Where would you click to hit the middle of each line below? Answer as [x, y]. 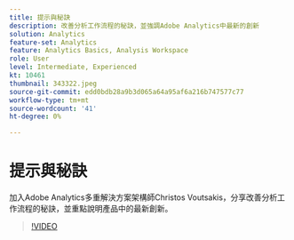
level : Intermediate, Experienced [73, 68]
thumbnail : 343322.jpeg [53, 84]
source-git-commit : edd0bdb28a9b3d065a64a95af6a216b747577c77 [127, 92]
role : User [29, 59]
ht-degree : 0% [36, 116]
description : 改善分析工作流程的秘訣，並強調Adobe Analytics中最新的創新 [135, 26]
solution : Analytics [48, 34]
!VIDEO [44, 227]
